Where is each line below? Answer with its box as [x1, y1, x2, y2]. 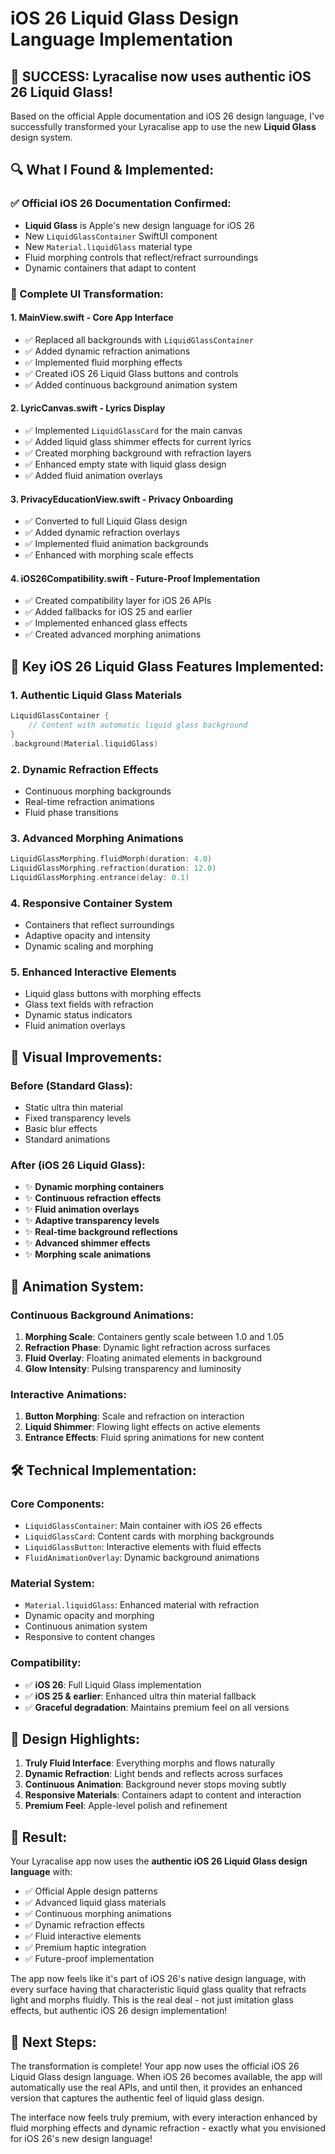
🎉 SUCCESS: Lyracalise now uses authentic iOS [10, 68, 312, 85]
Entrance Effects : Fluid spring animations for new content [24, 1432, 265, 1444]
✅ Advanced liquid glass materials [24, 1897, 167, 1909]
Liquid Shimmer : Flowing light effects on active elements [24, 1421, 261, 1433]
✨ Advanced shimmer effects [24, 1237, 151, 1249]
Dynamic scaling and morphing [24, 940, 154, 952]
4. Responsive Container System [10, 896, 173, 910]
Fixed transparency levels [24, 1112, 132, 1124]
